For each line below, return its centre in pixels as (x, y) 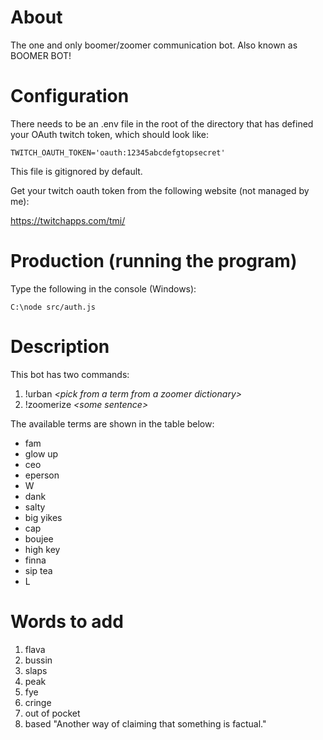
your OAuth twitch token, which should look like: (110, 134)
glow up (41, 453)
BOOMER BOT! (41, 55)
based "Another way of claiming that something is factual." (145, 723)
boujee (39, 538)
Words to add (67, 621)
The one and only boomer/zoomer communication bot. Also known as (154, 45)
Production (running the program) (154, 261)
